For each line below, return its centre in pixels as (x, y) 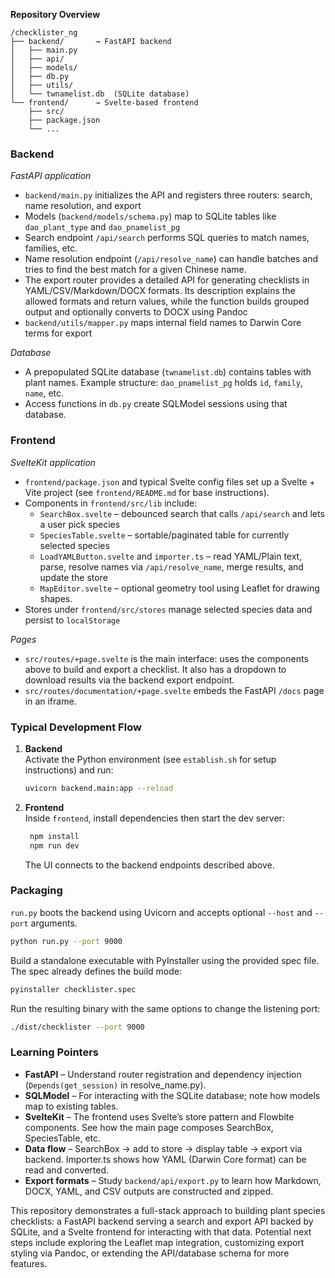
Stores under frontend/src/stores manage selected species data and (168, 609)
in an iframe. (50, 701)
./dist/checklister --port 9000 (77, 1027)
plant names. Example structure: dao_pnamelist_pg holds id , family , (163, 383)
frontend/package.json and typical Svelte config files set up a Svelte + (170, 481)
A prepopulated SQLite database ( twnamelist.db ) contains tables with (168, 372)
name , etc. (44, 393)
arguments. (54, 923)
